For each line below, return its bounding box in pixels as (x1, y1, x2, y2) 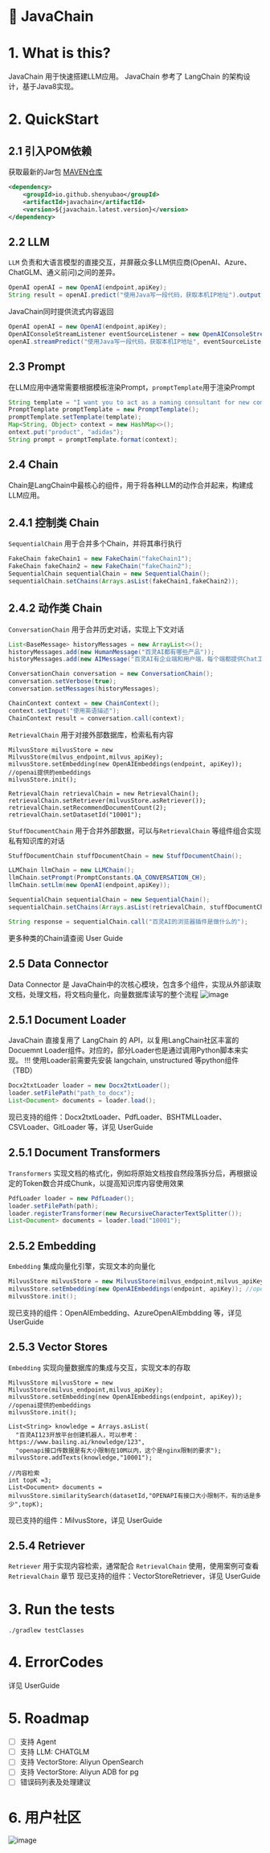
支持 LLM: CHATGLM (19, 1747, 90, 1757)
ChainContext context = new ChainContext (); (8, 699, 160, 707)
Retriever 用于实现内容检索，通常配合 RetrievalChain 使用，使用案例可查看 (8, 1561, 260, 1571)
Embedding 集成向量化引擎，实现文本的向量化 (8, 1262, 156, 1271)
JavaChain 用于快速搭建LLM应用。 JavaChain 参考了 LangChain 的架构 (8, 72, 243, 81)
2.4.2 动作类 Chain (8, 602, 103, 616)
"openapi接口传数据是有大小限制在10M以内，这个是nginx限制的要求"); (15, 1446, 222, 1454)
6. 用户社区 (8, 1808, 82, 1826)
